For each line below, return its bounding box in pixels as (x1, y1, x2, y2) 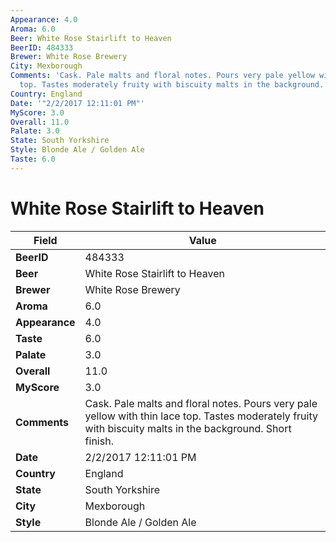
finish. (84, 434, 114, 448)
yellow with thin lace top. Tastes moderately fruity (84, 409, 318, 423)
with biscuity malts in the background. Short (84, 421, 292, 435)
